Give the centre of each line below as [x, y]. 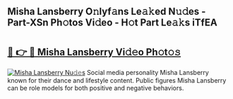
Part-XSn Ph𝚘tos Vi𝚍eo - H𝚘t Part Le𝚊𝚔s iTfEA [112, 23]
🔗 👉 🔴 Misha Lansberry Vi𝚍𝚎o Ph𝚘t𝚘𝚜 [94, 52]
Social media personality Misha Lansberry [148, 72]
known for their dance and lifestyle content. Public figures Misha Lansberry [117, 80]
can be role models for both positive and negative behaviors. [96, 88]
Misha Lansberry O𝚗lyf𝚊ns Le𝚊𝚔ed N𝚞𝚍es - [107, 12]
